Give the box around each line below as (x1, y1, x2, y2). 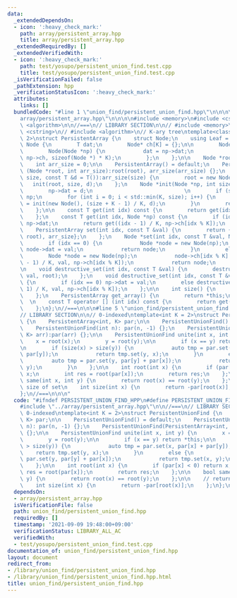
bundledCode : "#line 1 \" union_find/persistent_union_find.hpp (13, 108, 203, 116)
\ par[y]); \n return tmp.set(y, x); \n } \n (20, 351, 203, 358)
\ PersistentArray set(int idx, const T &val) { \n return (20, 226, 226, 233)
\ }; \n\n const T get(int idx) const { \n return (20, 207, 207, 214)
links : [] (20, 102, 49, 109)
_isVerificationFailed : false (13, 75, 102, 83)
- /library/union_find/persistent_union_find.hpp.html (7, 573, 172, 581)
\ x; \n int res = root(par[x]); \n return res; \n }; (20, 370, 229, 378)
